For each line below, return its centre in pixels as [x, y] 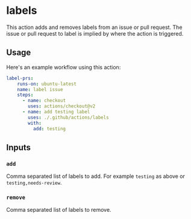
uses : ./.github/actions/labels [69, 117]
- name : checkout [44, 101]
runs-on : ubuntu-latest [47, 84]
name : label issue [40, 89]
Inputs [19, 148]
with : [35, 123]
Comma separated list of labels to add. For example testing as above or [96, 176]
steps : [25, 95]
